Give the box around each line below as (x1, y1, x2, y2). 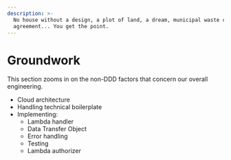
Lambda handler (27, 117, 74, 126)
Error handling (27, 132, 68, 141)
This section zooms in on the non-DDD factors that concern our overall (7, 75, 208, 83)
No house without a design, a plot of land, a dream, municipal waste (13, 16, 220, 23)
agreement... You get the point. (13, 23, 109, 30)
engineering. (7, 82, 43, 91)
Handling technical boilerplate (16, 103, 102, 111)
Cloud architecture (16, 95, 70, 104)
